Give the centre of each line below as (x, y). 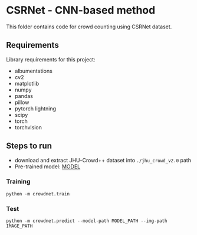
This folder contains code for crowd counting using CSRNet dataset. (89, 27)
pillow (22, 102)
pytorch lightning (35, 108)
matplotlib (27, 83)
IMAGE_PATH (19, 226)
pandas (24, 96)
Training (18, 182)
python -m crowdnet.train (38, 194)
